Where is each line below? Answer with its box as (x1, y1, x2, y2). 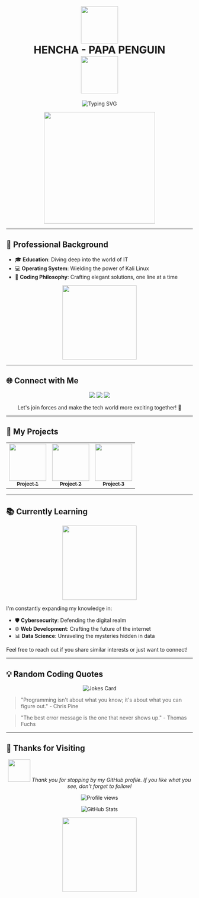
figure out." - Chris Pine (20, 703, 79, 709)
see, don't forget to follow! (67, 783, 132, 790)
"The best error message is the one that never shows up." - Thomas (20, 714, 187, 721)
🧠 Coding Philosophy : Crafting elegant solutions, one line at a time (14, 273, 178, 280)
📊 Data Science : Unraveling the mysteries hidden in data (14, 633, 155, 640)
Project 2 (59, 481, 82, 487)
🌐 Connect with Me (6, 376, 79, 386)
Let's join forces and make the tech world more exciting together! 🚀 (17, 403, 182, 411)
